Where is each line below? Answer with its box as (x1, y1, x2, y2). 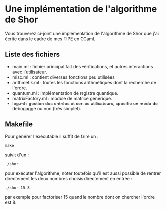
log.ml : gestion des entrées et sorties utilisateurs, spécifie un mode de (12, 101, 158, 106)
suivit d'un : (5, 152, 29, 158)
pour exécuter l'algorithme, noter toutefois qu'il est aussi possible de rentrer (5, 170, 161, 176)
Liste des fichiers (5, 50, 60, 59)
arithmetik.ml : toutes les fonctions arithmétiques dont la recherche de (12, 79, 157, 85)
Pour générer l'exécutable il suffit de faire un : (5, 133, 99, 139)
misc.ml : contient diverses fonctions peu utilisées (12, 74, 115, 80)
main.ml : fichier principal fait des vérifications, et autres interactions (12, 63, 153, 69)
